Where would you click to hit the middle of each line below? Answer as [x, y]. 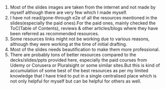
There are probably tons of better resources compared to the [73, 55]
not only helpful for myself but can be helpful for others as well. [75, 81]
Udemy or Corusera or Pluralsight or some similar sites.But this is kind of [85, 65]
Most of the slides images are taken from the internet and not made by [83, 7]
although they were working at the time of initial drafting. [68, 44]
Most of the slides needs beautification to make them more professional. [85, 49]
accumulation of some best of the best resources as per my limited [79, 71]
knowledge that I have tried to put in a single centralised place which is [83, 76]
